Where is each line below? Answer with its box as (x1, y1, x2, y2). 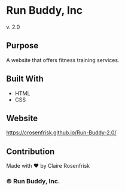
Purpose (6, 41, 39, 51)
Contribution (6, 146, 55, 156)
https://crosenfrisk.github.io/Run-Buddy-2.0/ (6, 129, 117, 136)
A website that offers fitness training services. (6, 56, 120, 63)
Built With (6, 74, 44, 84)
